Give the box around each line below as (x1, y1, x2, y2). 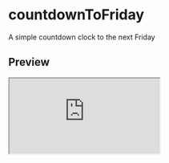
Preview (8, 55, 50, 69)
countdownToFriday (8, 6, 145, 24)
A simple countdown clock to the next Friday (8, 32, 155, 42)
